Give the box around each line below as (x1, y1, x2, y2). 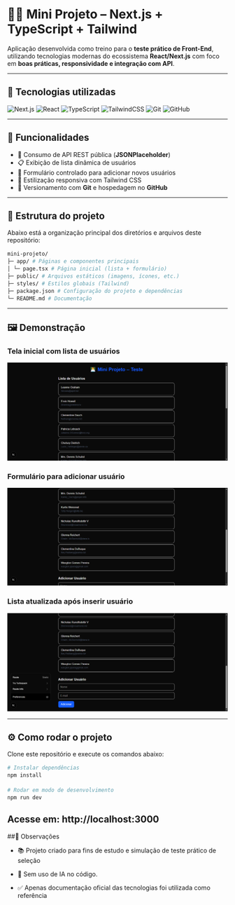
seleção (17, 856, 41, 864)
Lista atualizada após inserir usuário (7, 597, 134, 606)
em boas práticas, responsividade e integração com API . (7, 59, 175, 67)
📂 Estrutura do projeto (7, 210, 105, 222)
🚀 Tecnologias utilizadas (7, 86, 116, 98)
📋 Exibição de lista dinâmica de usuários (17, 158, 136, 167)
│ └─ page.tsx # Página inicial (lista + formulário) (7, 266, 168, 273)
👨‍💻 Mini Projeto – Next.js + (7, 6, 164, 22)
